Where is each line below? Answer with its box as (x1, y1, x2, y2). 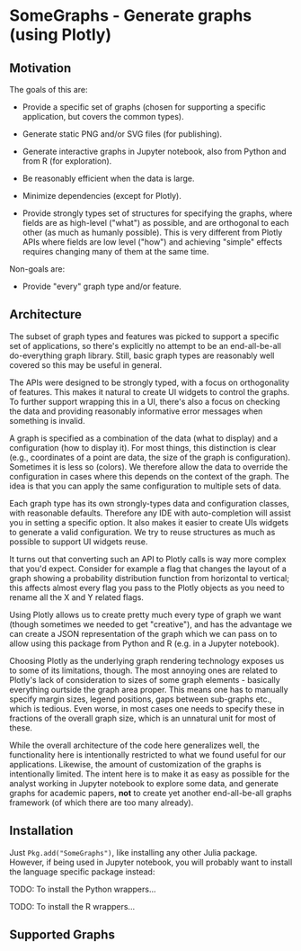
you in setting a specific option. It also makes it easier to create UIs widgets (9, 516, 289, 527)
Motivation (9, 60, 72, 76)
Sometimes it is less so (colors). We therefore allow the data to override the (9, 461, 288, 472)
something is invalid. (9, 415, 85, 426)
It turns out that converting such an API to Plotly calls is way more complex (9, 553, 287, 564)
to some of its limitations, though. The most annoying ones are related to (9, 665, 279, 676)
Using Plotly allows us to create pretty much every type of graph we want (9, 609, 281, 620)
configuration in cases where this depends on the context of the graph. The (9, 471, 289, 481)
